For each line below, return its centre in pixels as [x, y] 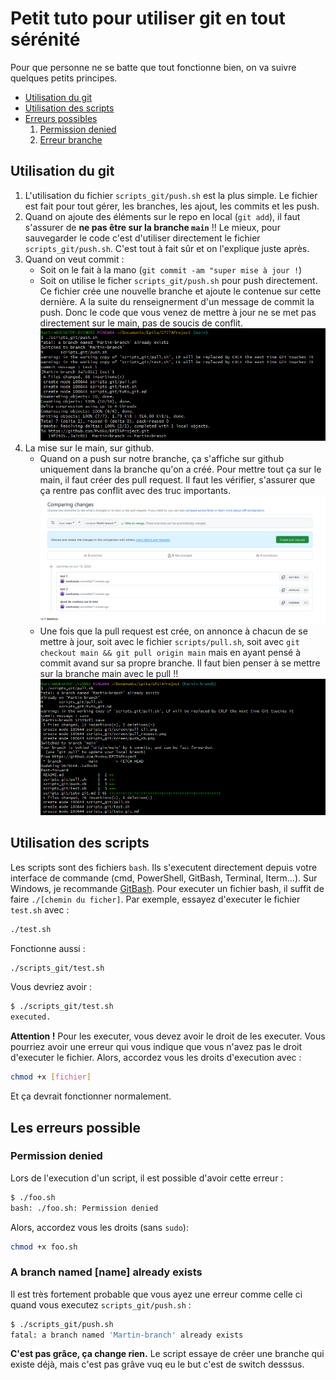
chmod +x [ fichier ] [51, 1077]
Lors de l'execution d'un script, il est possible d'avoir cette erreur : [147, 1178]
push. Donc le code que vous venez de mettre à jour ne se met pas [178, 312]
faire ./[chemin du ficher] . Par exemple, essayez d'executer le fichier [155, 899]
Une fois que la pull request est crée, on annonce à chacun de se [173, 631]
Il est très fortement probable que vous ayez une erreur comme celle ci [156, 1294]
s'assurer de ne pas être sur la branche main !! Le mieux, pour [152, 227]
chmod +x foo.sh [44, 1247]
